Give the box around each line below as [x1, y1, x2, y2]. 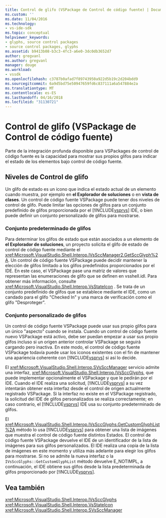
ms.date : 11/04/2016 [5, 16, 48, 21]
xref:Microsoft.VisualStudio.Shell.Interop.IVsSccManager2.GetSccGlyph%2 [5, 252, 158, 258]
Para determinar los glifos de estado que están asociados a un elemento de [5, 236, 159, 242]
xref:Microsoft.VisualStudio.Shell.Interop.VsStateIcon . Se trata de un [5, 284, 146, 290]
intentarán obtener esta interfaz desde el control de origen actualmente [5, 385, 151, 391]
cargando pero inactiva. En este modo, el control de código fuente [5, 344, 140, 350]
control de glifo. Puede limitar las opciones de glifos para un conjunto [5, 202, 147, 208]
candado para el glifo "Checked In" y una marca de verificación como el [5, 294, 152, 300]
